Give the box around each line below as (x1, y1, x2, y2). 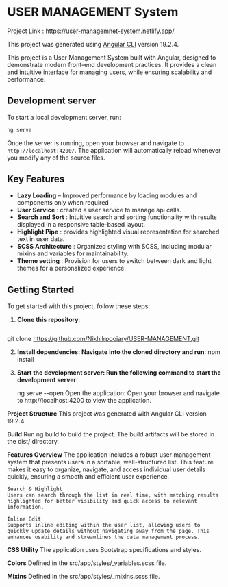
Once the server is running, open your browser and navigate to (7, 138, 185, 147)
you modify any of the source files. (7, 153, 105, 162)
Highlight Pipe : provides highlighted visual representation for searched (16, 227, 220, 236)
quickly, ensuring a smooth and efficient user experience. (7, 473, 170, 481)
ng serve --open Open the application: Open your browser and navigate (16, 389, 220, 397)
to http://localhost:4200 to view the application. (16, 397, 152, 405)
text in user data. (16, 235, 65, 243)
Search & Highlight (7, 486, 63, 493)
